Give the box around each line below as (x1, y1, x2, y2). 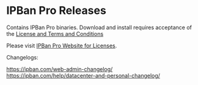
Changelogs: (6, 53, 38, 61)
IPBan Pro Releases (6, 4, 107, 18)
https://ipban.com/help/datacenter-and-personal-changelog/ (6, 72, 161, 79)
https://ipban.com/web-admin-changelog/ (6, 65, 113, 73)
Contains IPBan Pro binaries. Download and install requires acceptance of (6, 24, 193, 31)
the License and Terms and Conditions (6, 30, 104, 37)
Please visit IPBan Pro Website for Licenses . (6, 42, 117, 49)
